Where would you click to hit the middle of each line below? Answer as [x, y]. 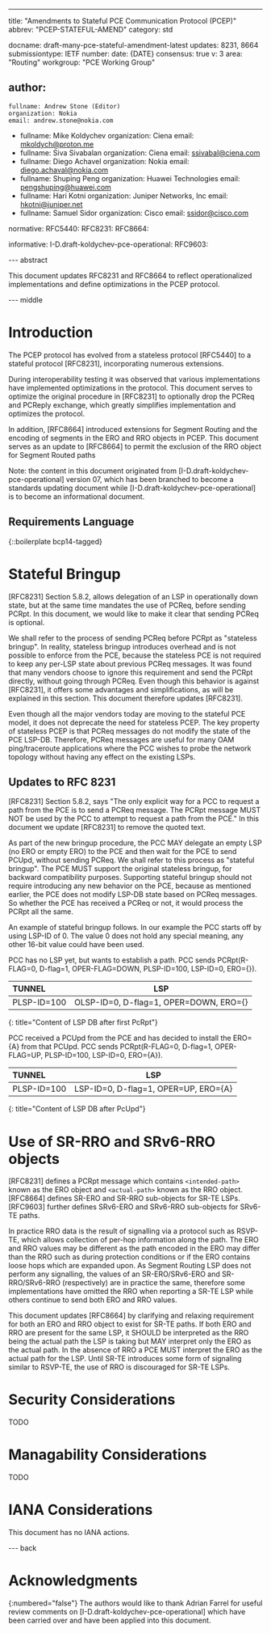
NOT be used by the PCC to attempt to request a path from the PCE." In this [134, 819]
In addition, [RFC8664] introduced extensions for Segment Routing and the [133, 429]
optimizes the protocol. [47, 413]
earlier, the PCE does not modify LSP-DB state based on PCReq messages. [133, 895]
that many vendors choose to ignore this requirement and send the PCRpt [131, 672]
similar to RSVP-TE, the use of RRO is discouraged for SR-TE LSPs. [119, 1367]
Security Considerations [92, 1400]
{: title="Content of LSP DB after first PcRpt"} [83, 1022]
